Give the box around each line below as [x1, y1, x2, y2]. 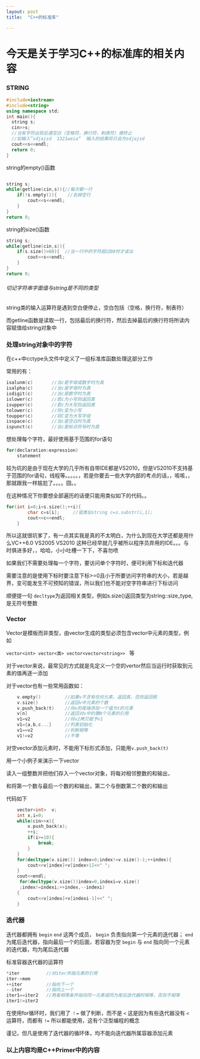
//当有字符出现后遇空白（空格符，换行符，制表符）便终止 [11, 130, 132, 136]
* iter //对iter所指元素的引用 [6, 970, 98, 976]
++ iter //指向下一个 [6, 981, 74, 988]
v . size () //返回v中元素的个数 [17, 699, 109, 706]
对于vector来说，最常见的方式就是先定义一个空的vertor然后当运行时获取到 [6, 662, 188, 669]
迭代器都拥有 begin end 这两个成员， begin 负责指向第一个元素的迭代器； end [6, 930, 193, 938]
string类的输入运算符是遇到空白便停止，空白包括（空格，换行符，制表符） [6, 304, 187, 312]
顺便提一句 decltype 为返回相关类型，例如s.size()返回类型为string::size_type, [6, 592, 193, 599]
